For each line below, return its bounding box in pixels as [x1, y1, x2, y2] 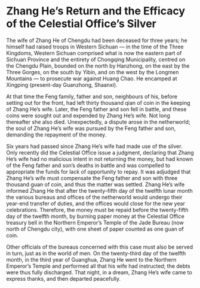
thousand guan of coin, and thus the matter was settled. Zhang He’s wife [6, 181, 185, 188]
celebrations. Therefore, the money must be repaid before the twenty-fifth [6, 206, 189, 213]
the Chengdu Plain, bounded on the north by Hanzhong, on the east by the [6, 62, 190, 69]
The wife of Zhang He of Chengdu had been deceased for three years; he [6, 37, 187, 44]
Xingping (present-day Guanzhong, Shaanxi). [6, 81, 118, 88]
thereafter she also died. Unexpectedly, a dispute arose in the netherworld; [6, 118, 190, 125]
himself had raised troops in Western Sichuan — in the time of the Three [6, 43, 184, 50]
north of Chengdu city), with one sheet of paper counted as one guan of [6, 225, 184, 232]
